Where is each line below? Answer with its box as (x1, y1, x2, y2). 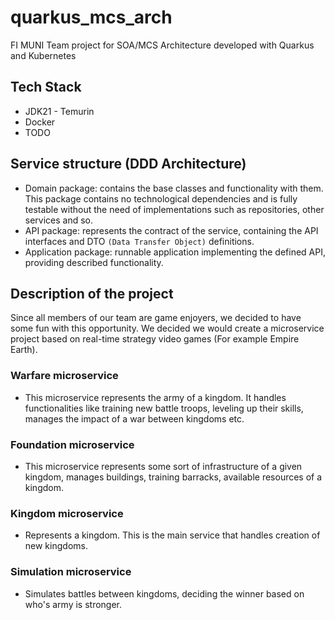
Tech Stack (10, 79, 82, 96)
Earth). (10, 344, 38, 356)
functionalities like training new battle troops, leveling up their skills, (24, 402, 304, 414)
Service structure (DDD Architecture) (10, 156, 247, 173)
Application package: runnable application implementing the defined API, (24, 246, 327, 258)
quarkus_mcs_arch (10, 6, 173, 29)
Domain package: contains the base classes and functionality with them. (24, 182, 324, 194)
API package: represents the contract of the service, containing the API (24, 224, 319, 236)
